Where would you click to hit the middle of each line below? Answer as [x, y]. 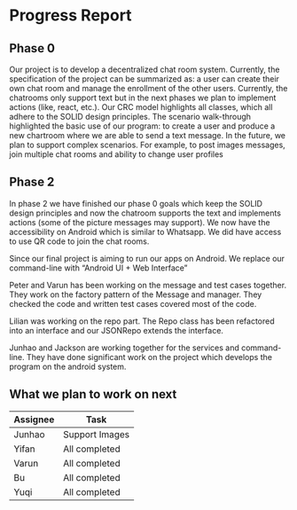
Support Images [97, 434]
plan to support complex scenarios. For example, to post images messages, [147, 145]
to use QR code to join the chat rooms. [79, 241]
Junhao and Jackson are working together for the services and [124, 348]
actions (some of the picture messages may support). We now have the [140, 222]
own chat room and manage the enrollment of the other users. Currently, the [148, 88]
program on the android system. [68, 366]
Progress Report [70, 16]
